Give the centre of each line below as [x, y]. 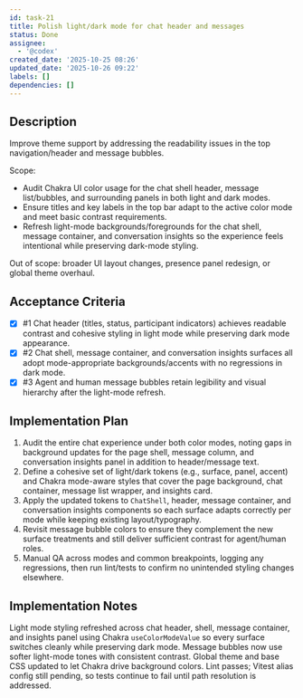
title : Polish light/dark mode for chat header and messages [127, 26]
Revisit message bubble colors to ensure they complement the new [148, 530]
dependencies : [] [42, 85]
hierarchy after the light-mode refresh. [94, 392]
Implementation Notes [74, 606]
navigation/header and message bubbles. [87, 153]
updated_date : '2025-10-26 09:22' [75, 69]
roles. [33, 549]
